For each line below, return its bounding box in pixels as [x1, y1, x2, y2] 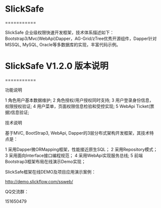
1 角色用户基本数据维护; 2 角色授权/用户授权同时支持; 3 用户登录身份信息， [5, 97, 154, 103]
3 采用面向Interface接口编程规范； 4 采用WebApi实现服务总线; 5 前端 [5, 152, 143, 158]
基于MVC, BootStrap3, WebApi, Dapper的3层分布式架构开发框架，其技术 [5, 130, 150, 136]
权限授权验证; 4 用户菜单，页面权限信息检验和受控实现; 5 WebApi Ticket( [5, 103, 150, 109]
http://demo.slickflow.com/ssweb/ [5, 178, 74, 184]
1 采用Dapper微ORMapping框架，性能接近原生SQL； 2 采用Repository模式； [5, 146, 158, 152]
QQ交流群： [5, 189, 29, 194]
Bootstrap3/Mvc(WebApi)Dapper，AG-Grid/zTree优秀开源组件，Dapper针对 [5, 35, 157, 41]
